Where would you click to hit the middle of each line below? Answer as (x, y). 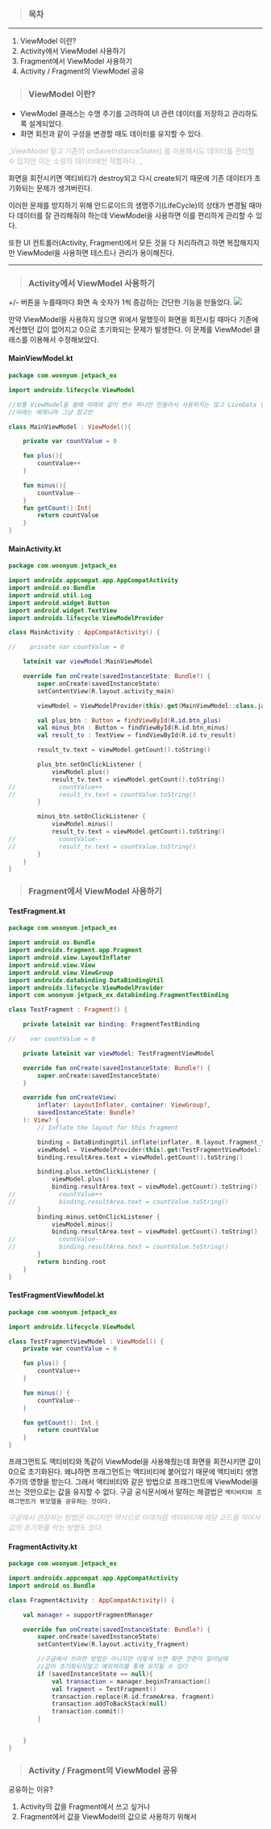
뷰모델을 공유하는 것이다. (75, 1501)
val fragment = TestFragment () (104, 1689)
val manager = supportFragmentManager (88, 1615)
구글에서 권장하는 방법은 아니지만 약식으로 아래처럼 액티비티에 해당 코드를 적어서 (134, 1517)
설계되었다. (46, 123)
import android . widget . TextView (63, 610)
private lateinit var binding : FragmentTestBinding (111, 1024)
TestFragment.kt (37, 910)
